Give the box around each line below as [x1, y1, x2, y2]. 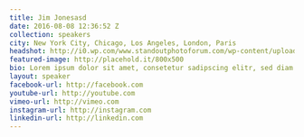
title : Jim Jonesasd [9, 13, 88, 23]
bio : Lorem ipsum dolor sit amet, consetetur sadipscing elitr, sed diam [9, 64, 294, 73]
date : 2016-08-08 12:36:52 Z [9, 22, 119, 31]
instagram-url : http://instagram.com [9, 105, 152, 114]
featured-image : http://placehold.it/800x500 [9, 55, 184, 64]
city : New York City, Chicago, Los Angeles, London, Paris [9, 38, 237, 48]
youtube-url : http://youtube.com [9, 88, 136, 97]
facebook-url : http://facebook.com [9, 80, 144, 89]
